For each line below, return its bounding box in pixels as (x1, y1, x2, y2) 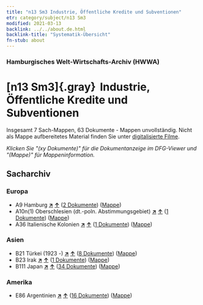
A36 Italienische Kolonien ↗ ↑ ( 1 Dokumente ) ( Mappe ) (15, 221, 153, 228)
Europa (6, 187, 29, 196)
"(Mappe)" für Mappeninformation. (6, 151, 95, 158)
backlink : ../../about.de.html (6, 26, 86, 32)
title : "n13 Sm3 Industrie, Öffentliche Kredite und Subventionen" (6, 9, 182, 15)
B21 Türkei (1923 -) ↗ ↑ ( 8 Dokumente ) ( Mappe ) (15, 249, 138, 257)
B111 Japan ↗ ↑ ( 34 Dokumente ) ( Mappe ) (15, 262, 120, 270)
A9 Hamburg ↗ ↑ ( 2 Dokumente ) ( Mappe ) (15, 201, 122, 208)
